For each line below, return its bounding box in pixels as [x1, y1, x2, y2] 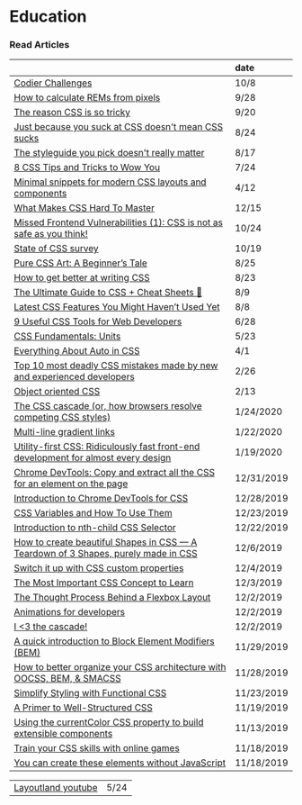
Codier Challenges [13, 77, 93, 89]
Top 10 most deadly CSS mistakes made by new [13, 359, 218, 372]
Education [9, 6, 87, 27]
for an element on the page [13, 477, 129, 490]
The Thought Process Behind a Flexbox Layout [13, 592, 211, 604]
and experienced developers [13, 371, 135, 384]
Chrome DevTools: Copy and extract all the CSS [13, 466, 216, 479]
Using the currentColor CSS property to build [13, 716, 204, 728]
